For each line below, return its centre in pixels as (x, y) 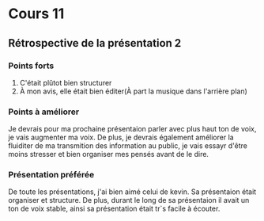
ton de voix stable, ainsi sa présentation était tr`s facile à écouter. (114, 209)
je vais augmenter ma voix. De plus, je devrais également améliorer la (121, 137)
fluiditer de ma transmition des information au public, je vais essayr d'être (128, 146)
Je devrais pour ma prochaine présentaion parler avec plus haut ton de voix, (132, 129)
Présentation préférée (51, 175)
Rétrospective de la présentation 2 (95, 43)
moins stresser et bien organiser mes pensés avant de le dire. (109, 154)
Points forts (31, 66)
